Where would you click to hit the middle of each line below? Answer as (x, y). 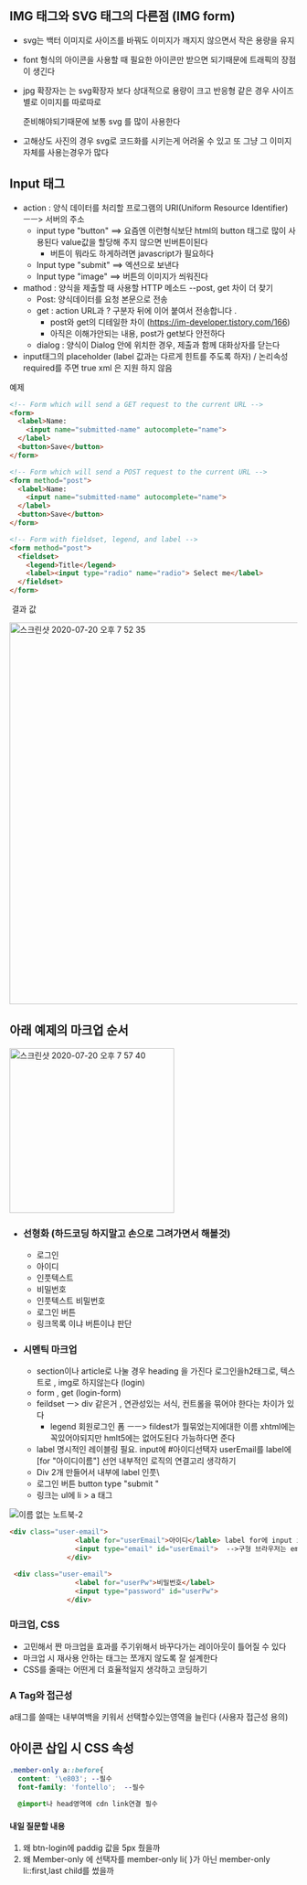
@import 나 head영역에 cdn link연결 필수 (88, 1805)
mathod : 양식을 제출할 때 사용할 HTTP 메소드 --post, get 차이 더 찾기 (148, 287)
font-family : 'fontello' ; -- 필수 (81, 1787)
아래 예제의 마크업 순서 (69, 1030)
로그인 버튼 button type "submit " (98, 1483)
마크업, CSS (35, 1624)
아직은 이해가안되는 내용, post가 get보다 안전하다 (138, 333)
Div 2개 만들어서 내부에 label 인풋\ (98, 1473)
